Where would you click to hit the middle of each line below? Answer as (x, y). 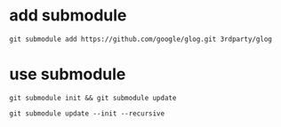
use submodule (68, 74)
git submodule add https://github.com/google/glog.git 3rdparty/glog (141, 39)
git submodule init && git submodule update (93, 98)
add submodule (68, 16)
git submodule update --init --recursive (87, 113)
